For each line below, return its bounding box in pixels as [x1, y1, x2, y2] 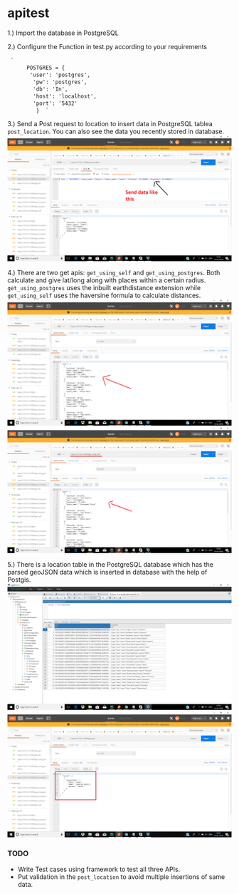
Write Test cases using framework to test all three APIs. [17, 865, 181, 873]
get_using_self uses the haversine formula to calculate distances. [7, 291, 201, 300]
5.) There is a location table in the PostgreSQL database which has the [7, 560, 213, 569]
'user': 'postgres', [29, 71, 91, 78]
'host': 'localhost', [33, 93, 97, 100]
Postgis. [7, 575, 31, 584]
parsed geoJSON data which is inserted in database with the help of [7, 568, 208, 577]
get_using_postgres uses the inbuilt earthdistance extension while [7, 284, 201, 292]
